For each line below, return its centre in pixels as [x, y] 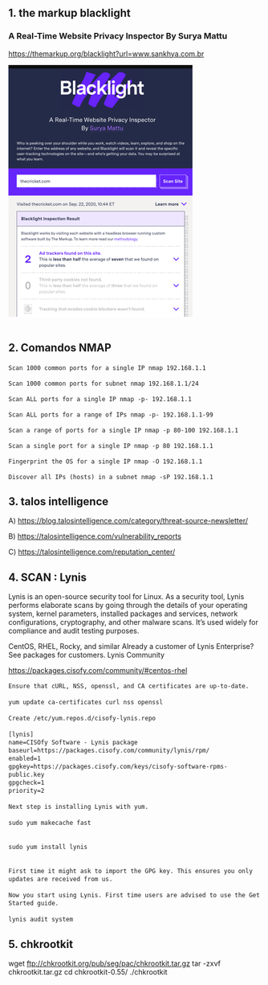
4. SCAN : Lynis [47, 577]
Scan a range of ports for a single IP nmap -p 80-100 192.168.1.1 [124, 430]
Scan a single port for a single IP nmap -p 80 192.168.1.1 [111, 445]
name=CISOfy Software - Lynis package [73, 743]
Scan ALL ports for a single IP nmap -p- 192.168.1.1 [100, 399]
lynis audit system [41, 920]
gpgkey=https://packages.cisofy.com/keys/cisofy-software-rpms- [118, 767]
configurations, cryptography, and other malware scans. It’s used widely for [133, 622]
